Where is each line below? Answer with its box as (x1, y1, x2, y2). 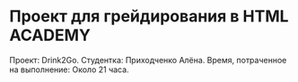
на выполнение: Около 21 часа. (9, 64, 129, 75)
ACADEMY (9, 25, 92, 45)
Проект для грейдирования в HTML (9, 6, 289, 27)
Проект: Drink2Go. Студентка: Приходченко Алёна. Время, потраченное (9, 54, 287, 65)
